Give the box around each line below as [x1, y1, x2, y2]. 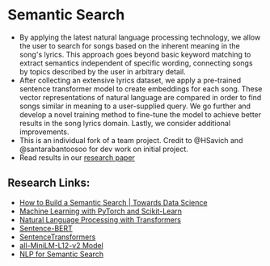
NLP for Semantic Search [19, 249, 104, 259]
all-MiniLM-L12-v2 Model [19, 240, 104, 250]
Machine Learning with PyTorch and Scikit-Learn [19, 206, 183, 216]
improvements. [19, 127, 70, 137]
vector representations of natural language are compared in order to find [19, 92, 262, 102]
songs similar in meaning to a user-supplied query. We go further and [19, 101, 251, 111]
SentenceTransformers [19, 232, 96, 242]
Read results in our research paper [19, 152, 135, 163]
